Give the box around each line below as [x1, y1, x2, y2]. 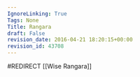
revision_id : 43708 [7, 43, 64, 50]
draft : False [7, 29, 45, 37]
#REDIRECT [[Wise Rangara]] [7, 62, 92, 70]
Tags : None [7, 17, 39, 24]
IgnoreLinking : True [7, 10, 68, 17]
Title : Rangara [7, 23, 52, 30]
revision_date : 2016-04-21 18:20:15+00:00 [7, 36, 133, 43]
